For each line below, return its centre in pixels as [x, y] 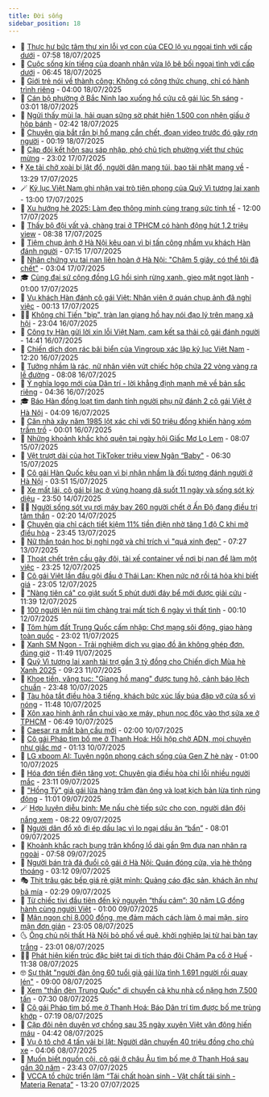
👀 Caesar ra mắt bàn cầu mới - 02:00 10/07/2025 [101, 730]
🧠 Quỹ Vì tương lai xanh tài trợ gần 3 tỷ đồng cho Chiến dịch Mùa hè [132, 661]
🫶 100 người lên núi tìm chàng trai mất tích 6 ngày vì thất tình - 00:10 [133, 610]
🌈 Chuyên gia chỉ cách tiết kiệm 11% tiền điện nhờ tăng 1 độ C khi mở [134, 524]
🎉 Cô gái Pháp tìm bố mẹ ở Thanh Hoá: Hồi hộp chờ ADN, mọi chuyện [135, 738]
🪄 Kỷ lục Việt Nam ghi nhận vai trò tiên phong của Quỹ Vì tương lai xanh [140, 187]
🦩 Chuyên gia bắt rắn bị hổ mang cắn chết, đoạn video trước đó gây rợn [139, 132]
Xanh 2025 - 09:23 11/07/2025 [71, 670]
